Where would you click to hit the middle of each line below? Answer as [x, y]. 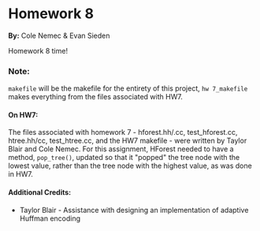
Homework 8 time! [38, 50]
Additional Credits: [40, 192]
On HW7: [23, 114]
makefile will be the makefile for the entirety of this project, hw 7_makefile [128, 88]
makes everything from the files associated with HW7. [95, 97]
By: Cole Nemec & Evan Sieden [59, 35]
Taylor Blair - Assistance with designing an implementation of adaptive [134, 210]
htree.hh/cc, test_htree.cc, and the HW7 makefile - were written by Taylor [128, 141]
